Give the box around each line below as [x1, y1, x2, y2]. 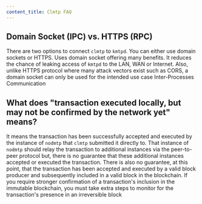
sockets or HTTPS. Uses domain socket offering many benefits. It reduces [6, 54, 192, 62]
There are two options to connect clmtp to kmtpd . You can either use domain [6, 47, 196, 55]
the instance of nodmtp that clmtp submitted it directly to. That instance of [6, 139, 189, 147]
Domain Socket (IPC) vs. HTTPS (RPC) [6, 32, 153, 42]
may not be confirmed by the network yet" [6, 107, 171, 118]
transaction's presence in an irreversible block [6, 191, 123, 199]
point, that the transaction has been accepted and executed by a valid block [6, 165, 196, 172]
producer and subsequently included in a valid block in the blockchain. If [6, 172, 188, 179]
